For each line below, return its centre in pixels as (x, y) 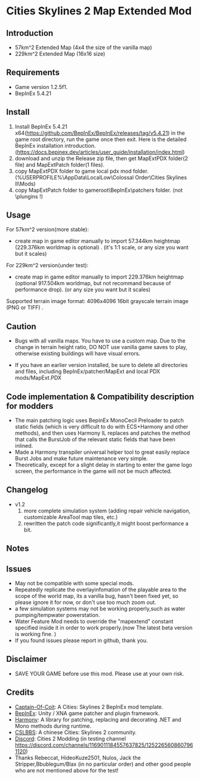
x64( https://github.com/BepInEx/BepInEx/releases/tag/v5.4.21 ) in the (100, 133)
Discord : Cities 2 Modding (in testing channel (70, 738)
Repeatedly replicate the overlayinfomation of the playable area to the (101, 589)
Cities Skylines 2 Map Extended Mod (99, 11)
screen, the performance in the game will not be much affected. (93, 471)
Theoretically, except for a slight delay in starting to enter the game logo (103, 465)
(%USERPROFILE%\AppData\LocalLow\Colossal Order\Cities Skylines (101, 177)
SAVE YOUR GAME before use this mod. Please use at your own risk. (99, 673)
